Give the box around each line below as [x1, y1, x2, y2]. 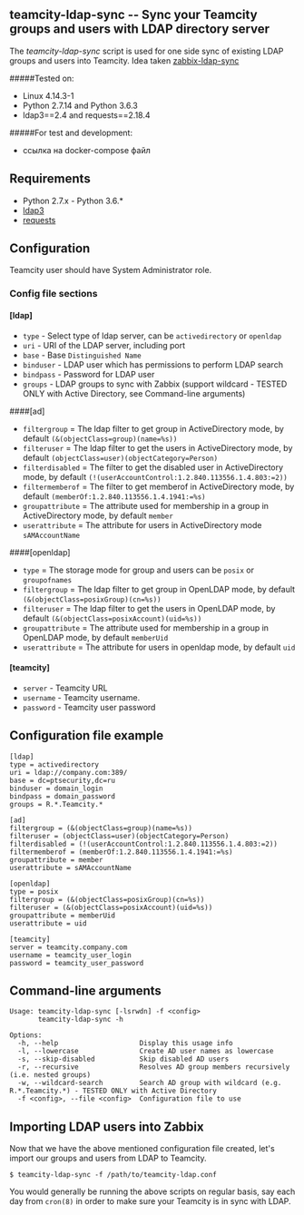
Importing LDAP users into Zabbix [9, 1119, 204, 1134]
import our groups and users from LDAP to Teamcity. [9, 1152, 207, 1164]
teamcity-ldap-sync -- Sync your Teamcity [9, 7, 258, 23]
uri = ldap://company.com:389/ [9, 768, 128, 777]
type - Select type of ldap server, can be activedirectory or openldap [22, 330, 282, 341]
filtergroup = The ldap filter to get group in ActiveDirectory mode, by [22, 423, 284, 434]
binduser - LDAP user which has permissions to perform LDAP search [22, 358, 284, 370]
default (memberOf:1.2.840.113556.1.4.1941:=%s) [22, 490, 206, 502]
